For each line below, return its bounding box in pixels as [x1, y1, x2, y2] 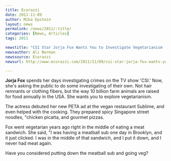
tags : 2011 [5, 36, 28, 41]
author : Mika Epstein [5, 17, 51, 22]
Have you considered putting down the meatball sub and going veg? [5, 150, 149, 156]
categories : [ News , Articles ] [5, 31, 70, 36]
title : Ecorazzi [5, 7, 40, 13]
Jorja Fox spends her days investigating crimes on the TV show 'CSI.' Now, [5, 77, 163, 84]
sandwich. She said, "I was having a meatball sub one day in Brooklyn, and [5, 130, 162, 136]
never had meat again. [5, 140, 52, 146]
